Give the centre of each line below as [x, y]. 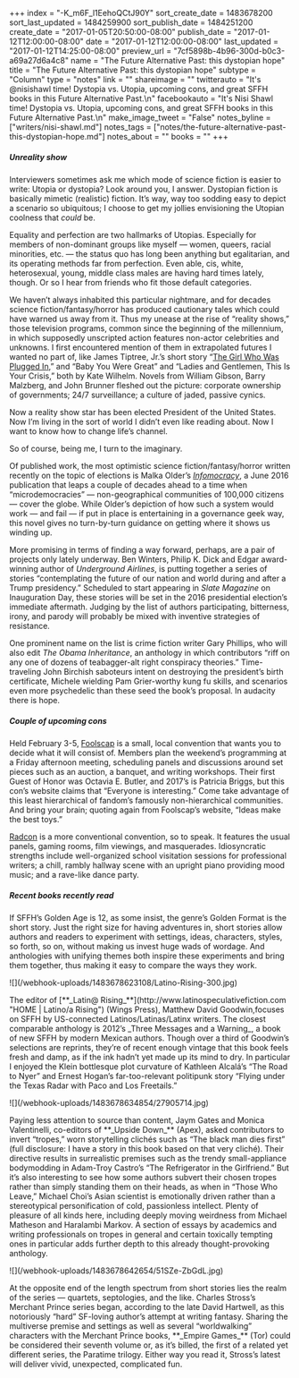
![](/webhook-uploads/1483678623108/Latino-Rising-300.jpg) [124, 982]
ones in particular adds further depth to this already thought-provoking [140, 1244]
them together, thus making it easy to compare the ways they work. [133, 965]
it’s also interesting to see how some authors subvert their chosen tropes [143, 1177]
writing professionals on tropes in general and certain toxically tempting [141, 1234]
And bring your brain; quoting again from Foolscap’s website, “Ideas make [145, 810]
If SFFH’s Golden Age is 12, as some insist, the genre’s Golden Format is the [148, 917]
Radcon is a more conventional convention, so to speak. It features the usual [149, 837]
